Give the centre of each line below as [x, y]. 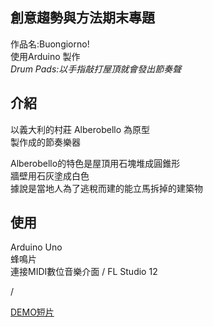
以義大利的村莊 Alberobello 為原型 [80, 129]
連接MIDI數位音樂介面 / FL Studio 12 [84, 272]
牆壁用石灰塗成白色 [50, 175]
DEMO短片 [32, 312]
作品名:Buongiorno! [50, 44]
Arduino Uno [36, 247]
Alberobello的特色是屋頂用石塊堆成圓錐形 [95, 163]
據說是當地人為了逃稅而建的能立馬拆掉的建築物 [106, 188]
